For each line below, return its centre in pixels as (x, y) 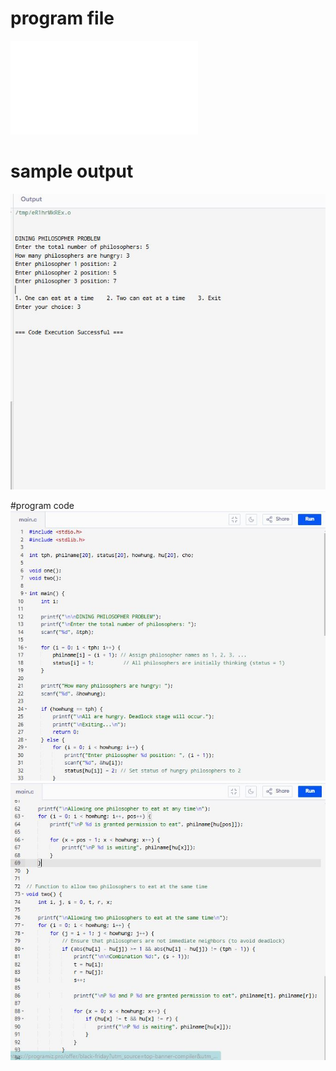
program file (62, 18)
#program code (42, 506)
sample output (72, 171)
